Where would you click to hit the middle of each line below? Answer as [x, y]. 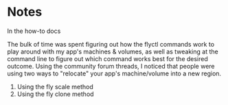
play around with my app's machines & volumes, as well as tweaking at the [113, 51]
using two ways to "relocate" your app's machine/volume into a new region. [114, 73]
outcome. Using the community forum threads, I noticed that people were [111, 66]
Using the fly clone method [55, 94]
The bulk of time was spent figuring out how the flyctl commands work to [111, 44]
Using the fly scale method [55, 86]
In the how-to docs [34, 31]
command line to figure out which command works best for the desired [107, 58]
